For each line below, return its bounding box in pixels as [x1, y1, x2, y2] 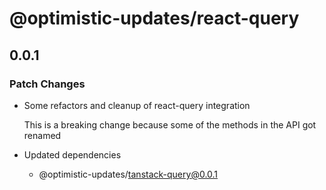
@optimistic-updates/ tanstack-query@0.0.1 [38, 168, 219, 180]
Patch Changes [9, 77, 86, 91]
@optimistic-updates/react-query [9, 7, 300, 30]
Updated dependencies [23, 148, 122, 161]
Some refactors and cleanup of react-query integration [23, 99, 251, 111]
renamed [23, 129, 62, 141]
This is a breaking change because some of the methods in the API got [23, 118, 317, 131]
